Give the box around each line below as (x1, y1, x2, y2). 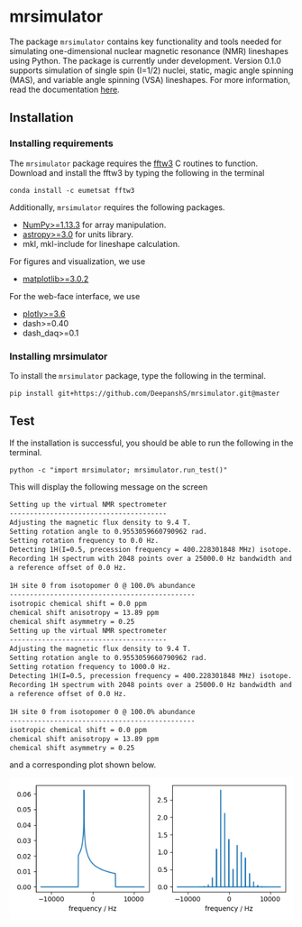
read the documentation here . (9, 84, 120, 95)
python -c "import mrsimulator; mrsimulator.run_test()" (9, 465, 228, 474)
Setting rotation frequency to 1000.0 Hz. (9, 662, 171, 671)
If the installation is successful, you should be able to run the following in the (9, 437, 294, 448)
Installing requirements (9, 137, 114, 150)
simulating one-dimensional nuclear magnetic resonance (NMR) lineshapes (9, 45, 288, 56)
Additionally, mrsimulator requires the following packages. (9, 201, 225, 213)
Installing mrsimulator (9, 350, 108, 363)
